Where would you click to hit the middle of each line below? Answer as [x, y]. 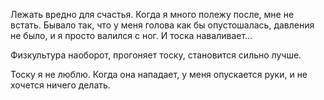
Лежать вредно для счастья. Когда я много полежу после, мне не [152, 14]
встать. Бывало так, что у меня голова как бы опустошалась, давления [162, 25]
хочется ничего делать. [60, 85]
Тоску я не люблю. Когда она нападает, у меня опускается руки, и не [159, 74]
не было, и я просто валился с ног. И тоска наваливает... [131, 35]
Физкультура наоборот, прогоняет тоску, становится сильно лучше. [156, 55]
